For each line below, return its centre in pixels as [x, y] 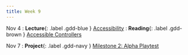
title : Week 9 [24, 11]
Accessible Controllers [54, 34]
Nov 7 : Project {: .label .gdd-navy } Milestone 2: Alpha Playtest [82, 46]
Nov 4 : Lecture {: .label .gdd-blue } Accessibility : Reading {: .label [87, 28]
